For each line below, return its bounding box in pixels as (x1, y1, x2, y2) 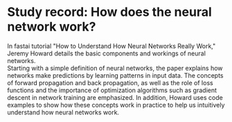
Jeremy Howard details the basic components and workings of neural (7, 49, 206, 58)
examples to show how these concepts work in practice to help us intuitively (7, 101, 225, 109)
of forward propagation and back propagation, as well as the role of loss (7, 78, 213, 87)
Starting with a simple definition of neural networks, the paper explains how (7, 64, 223, 72)
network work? (7, 19, 96, 35)
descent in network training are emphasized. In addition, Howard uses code (7, 93, 223, 101)
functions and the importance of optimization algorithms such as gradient (7, 86, 217, 94)
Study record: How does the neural (7, 4, 213, 20)
